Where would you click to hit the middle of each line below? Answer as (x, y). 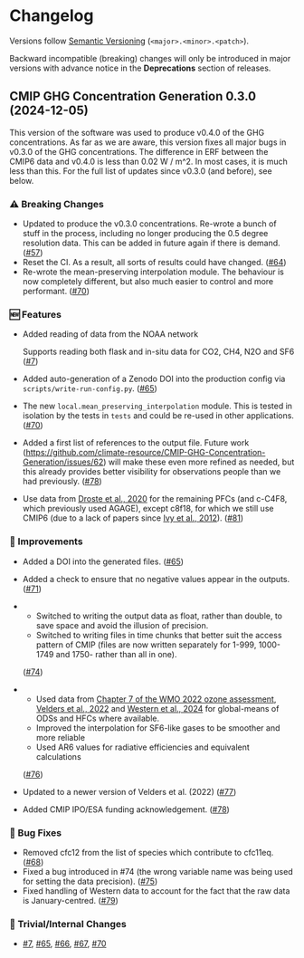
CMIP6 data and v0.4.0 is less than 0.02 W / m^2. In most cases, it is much (148, 161)
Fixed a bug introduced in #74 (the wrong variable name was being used (157, 871)
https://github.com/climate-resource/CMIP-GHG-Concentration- (146, 453)
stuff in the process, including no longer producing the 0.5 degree (145, 234)
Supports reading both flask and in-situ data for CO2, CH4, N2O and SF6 (158, 352)
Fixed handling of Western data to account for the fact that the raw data (156, 891)
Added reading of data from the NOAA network (110, 334)
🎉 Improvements (46, 541)
